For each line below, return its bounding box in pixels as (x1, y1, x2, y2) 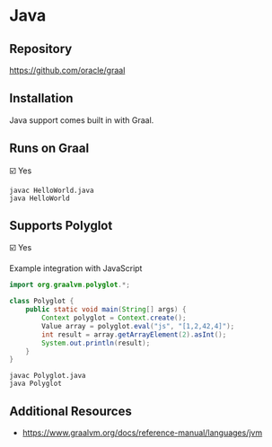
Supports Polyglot (9, 218, 113, 233)
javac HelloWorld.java (9, 186, 94, 195)
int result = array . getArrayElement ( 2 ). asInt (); (41, 329, 227, 339)
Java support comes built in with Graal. (9, 114, 154, 126)
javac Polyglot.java (9, 372, 87, 381)
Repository (9, 41, 73, 57)
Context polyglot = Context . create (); (41, 313, 187, 323)
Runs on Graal (9, 141, 90, 156)
